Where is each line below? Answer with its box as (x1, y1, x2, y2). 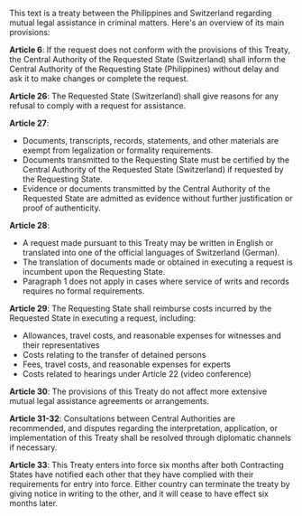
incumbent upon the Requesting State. (22, 267, 166, 277)
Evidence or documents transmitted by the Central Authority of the (22, 183, 270, 193)
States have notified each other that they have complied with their (9, 469, 254, 480)
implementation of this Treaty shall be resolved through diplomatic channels (9, 433, 291, 443)
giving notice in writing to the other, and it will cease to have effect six (9, 488, 269, 499)
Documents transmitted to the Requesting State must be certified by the (22, 155, 290, 165)
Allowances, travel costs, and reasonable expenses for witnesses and (22, 330, 282, 341)
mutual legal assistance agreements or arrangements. (9, 396, 210, 406)
